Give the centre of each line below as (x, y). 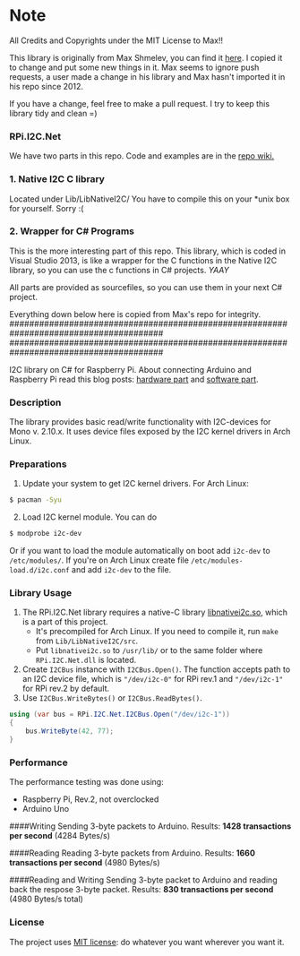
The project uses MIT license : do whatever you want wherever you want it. (147, 942)
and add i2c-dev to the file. (121, 570)
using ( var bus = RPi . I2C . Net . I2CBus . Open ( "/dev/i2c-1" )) (120, 715)
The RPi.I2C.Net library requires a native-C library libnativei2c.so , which (155, 612)
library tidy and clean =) (53, 113)
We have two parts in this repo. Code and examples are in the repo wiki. (142, 156)
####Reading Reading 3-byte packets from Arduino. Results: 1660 (132, 853)
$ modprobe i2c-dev (46, 534)
